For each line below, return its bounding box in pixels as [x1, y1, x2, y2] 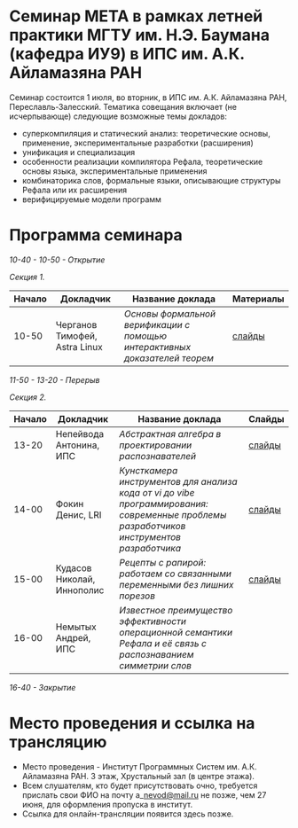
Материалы [231, 293, 285, 305]
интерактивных [123, 340, 192, 353]
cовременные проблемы [119, 508, 227, 520]
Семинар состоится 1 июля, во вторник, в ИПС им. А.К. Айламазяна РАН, [9, 91, 287, 103]
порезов [119, 590, 155, 602]
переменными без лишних [119, 578, 234, 590]
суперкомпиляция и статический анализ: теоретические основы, [21, 128, 271, 138]
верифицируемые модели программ [21, 193, 162, 205]
